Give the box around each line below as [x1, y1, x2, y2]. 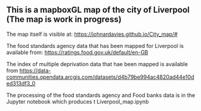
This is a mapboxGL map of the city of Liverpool [6, 5, 189, 15]
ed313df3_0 [6, 79, 36, 87]
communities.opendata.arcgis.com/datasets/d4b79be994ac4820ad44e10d [6, 73, 195, 81]
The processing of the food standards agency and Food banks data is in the [6, 91, 196, 99]
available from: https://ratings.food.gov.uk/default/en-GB [6, 49, 148, 56]
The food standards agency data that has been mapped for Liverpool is [6, 42, 184, 49]
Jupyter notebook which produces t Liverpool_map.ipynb [6, 98, 150, 105]
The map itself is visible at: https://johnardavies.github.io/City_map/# [6, 30, 178, 38]
